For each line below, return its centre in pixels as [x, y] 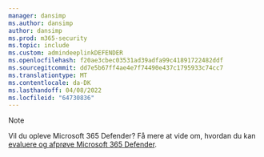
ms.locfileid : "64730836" [51, 98]
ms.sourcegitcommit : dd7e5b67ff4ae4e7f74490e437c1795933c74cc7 [116, 68]
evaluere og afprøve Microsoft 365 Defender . [83, 144]
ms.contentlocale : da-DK [50, 83]
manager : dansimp [37, 16]
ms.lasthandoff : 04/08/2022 [55, 90]
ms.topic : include [39, 46]
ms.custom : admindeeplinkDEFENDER [66, 53]
